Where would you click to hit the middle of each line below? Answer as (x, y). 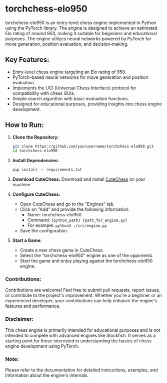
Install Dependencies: (35, 161)
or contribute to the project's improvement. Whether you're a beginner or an (84, 295)
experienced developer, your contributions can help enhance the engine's (81, 301)
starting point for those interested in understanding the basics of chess (78, 341)
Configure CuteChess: (36, 194)
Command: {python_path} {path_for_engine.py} (77, 220)
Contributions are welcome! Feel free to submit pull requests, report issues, (83, 290)
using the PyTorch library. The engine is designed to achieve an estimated (81, 28)
